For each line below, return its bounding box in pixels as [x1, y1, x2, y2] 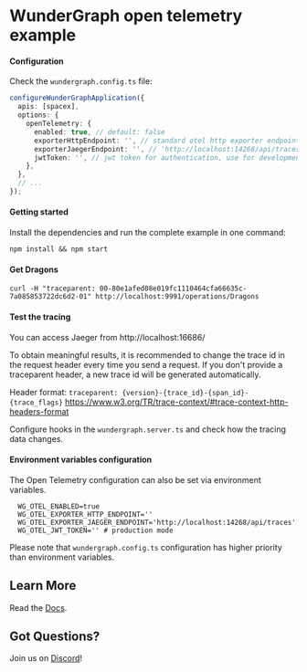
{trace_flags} [9, 398, 64, 407]
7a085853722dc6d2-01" [9, 292, 92, 301]
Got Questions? [9, 628, 101, 644]
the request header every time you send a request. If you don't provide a [9, 359, 283, 370]
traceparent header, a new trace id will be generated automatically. [9, 369, 261, 380]
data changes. [9, 433, 64, 444]
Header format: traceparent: [9, 386, 119, 397]
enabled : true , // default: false [33, 127, 166, 137]
